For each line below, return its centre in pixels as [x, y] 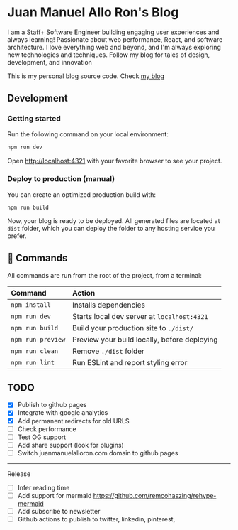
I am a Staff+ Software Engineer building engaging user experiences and [113, 32]
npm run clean [35, 351]
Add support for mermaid [55, 495]
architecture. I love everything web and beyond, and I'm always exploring [114, 47]
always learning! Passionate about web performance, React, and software [115, 39]
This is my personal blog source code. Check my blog [86, 76]
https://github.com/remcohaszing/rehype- [155, 495]
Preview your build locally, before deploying [145, 340]
